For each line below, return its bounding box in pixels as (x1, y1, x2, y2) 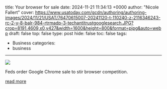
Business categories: (12, 40, 56, 46)
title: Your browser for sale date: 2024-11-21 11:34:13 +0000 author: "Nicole (5, 4, 159, 10)
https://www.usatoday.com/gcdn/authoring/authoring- (35, 9, 147, 15)
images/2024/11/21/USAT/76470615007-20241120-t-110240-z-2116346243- (5, 15, 161, 20)
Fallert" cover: (5, 9, 34, 15)
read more (5, 79, 26, 84)
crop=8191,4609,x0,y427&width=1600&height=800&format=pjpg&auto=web (5, 25, 162, 31)
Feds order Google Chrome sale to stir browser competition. (5, 69, 128, 75)
